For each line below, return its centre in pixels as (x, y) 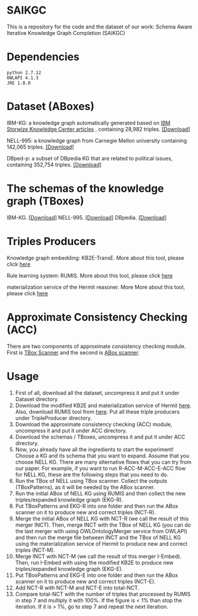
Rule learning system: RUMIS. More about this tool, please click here (90, 275)
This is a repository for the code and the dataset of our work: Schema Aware (100, 27)
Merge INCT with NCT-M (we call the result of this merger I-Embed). (98, 556)
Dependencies (43, 57)
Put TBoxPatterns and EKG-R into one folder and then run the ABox (97, 506)
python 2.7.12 (24, 72)
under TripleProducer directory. (53, 418)
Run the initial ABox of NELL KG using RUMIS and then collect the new (100, 493)
